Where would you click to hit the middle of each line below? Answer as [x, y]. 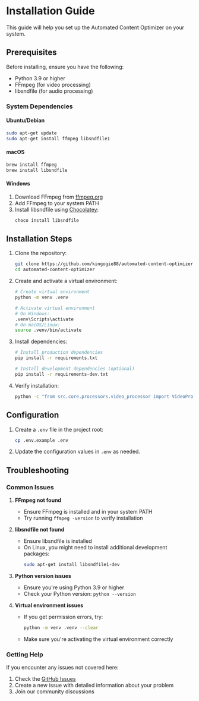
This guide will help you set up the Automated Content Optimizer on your [95, 27]
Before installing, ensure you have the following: [65, 67]
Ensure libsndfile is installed [58, 541]
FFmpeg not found [38, 500]
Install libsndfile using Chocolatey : [57, 209]
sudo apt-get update [32, 133]
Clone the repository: [41, 253]
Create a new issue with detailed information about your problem [94, 686]
